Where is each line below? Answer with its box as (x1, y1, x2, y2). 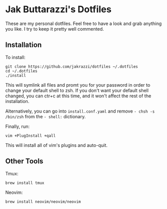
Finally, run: (5, 123, 30, 129)
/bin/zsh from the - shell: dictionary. (5, 113, 86, 119)
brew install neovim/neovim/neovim (5, 199, 81, 204)
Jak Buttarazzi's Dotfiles (5, 4, 112, 15)
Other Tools (5, 157, 43, 166)
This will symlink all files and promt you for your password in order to (5, 82, 151, 88)
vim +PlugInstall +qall (5, 133, 56, 138)
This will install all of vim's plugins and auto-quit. (5, 142, 108, 148)
